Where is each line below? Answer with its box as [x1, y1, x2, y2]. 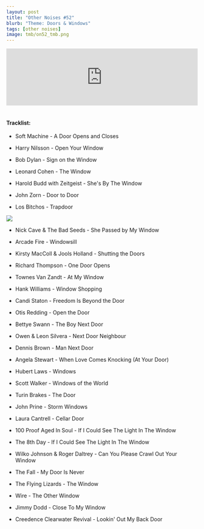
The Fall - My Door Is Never [15, 469, 85, 476]
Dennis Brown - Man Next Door [15, 344, 94, 351]
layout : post [6, 9, 39, 15]
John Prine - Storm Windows [15, 403, 88, 410]
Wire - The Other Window [15, 492, 80, 499]
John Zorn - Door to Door [15, 192, 79, 199]
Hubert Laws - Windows [15, 368, 76, 375]
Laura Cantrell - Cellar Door [15, 415, 84, 423]
